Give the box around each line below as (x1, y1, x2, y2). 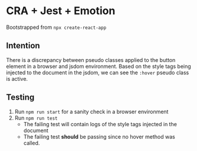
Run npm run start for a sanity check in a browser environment (14, 108, 169, 115)
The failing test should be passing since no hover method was (23, 133, 175, 140)
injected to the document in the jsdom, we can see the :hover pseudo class (6, 69, 189, 76)
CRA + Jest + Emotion (6, 4, 116, 18)
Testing (6, 93, 35, 103)
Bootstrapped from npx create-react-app (6, 24, 107, 31)
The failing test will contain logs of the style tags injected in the (23, 120, 177, 127)
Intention (6, 41, 40, 51)
